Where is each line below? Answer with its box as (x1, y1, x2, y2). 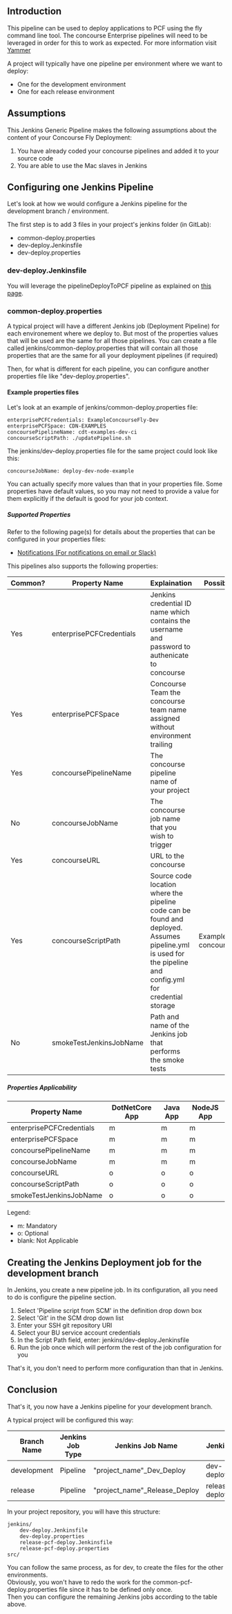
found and (150, 915, 184, 924)
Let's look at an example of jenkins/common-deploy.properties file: (7, 403, 198, 412)
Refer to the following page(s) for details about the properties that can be (7, 528, 215, 536)
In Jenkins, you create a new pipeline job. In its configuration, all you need (7, 1285, 218, 1294)
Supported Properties (7, 510, 71, 518)
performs (150, 1047, 181, 1056)
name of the (150, 1020, 190, 1030)
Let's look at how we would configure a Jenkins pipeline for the (7, 200, 188, 208)
